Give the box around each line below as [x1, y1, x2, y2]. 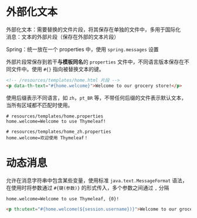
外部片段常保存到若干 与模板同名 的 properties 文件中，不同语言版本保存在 [6, 58, 185, 65]
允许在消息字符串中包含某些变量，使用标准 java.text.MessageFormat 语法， [6, 177, 188, 184]
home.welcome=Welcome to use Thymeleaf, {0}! [6, 196, 119, 202]
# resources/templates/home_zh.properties [6, 129, 111, 135]
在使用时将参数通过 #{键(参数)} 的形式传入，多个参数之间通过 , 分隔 [6, 184, 169, 191]
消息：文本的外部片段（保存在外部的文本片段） [6, 33, 119, 40]
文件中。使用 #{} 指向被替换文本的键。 [11, 65, 104, 72]
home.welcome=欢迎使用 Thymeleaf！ [6, 135, 89, 141]
